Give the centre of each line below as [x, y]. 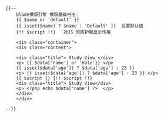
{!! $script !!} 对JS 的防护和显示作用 [63, 32]
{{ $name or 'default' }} [48, 20]
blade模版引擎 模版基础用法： [48, 15]
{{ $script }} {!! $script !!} [54, 78]
